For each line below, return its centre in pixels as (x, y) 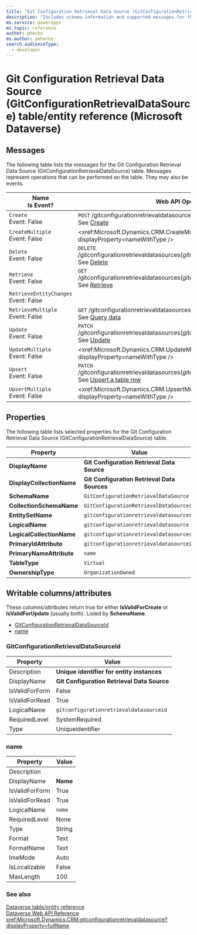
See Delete (93, 262)
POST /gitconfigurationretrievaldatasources (136, 215)
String (64, 829)
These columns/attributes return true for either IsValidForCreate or (87, 607)
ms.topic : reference (31, 28)
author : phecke (25, 33)
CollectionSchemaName (44, 505)
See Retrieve (95, 284)
